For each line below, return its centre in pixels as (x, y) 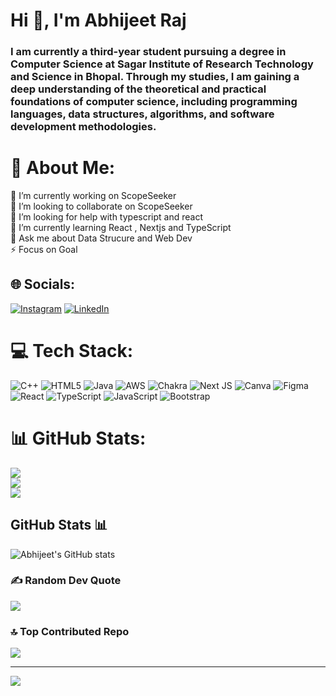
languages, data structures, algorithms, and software (142, 114)
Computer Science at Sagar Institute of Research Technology (162, 64)
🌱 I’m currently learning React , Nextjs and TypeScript (121, 228)
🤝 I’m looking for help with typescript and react (106, 217)
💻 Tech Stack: (72, 351)
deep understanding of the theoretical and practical (138, 89)
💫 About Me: (63, 168)
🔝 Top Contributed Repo (70, 631)
